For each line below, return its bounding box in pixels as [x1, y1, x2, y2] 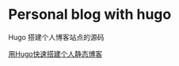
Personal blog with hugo [8, 5, 172, 24]
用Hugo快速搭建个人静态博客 [8, 49, 103, 58]
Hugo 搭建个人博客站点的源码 [8, 32, 105, 42]
